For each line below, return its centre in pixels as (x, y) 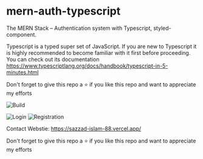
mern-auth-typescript (64, 11)
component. (21, 34)
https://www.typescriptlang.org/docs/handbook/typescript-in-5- (87, 66)
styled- (162, 28)
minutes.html (22, 72)
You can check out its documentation (53, 59)
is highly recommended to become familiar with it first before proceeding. (98, 52)
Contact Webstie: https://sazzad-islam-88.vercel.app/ (74, 129)
